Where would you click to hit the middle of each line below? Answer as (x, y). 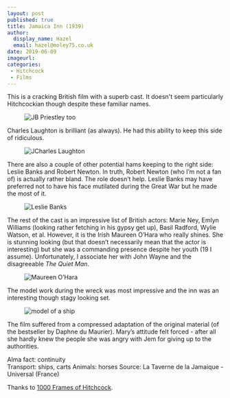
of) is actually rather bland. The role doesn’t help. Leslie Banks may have (110, 179)
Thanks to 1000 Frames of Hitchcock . (60, 388)
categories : (24, 65)
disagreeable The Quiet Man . (48, 264)
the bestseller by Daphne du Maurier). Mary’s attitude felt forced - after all (112, 332)
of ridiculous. (26, 138)
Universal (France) (33, 374)
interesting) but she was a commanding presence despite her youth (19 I (110, 249)
